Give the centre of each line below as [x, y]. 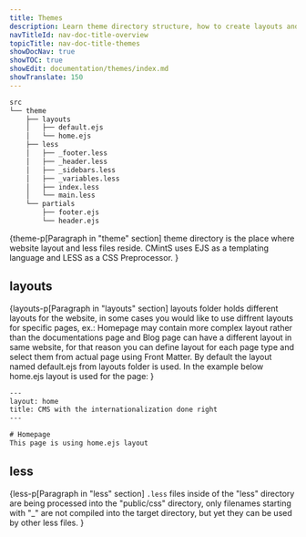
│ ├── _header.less [66, 161]
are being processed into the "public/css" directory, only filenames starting [150, 503]
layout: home [34, 401]
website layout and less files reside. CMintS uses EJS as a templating [139, 248]
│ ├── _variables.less [73, 179]
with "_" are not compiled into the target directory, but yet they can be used [151, 512]
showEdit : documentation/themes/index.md [89, 69]
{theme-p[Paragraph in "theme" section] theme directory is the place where [152, 238]
